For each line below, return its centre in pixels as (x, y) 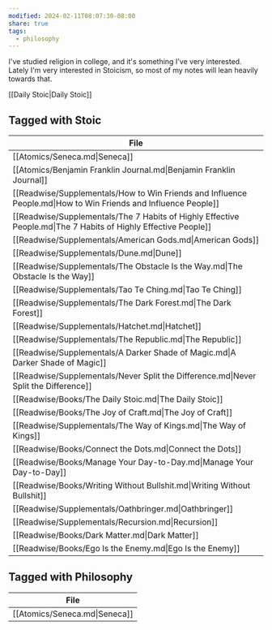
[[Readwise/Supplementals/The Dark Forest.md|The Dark (122, 303)
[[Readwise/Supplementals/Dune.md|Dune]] (97, 253)
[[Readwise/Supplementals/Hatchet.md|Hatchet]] (107, 326)
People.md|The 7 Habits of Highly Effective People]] (112, 227)
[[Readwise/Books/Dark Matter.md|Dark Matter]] (106, 535)
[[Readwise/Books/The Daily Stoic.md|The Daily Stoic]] (118, 399)
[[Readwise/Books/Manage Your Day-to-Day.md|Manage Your (133, 462)
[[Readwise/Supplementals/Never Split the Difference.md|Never (134, 376)
